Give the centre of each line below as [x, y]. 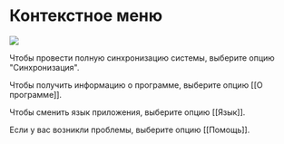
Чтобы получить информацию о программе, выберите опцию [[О [136, 85]
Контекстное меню [86, 16]
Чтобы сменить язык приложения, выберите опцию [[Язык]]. [127, 112]
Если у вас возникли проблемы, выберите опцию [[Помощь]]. [130, 130]
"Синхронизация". [44, 67]
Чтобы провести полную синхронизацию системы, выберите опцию [142, 58]
